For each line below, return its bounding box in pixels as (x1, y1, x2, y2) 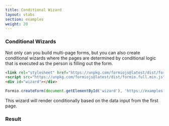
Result (5, 115, 22, 122)
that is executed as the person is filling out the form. (5, 60, 113, 66)
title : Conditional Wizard (5, 7, 62, 13)
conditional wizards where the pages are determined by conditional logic (5, 55, 156, 61)
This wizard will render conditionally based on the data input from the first (5, 98, 158, 104)
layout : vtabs (5, 12, 35, 17)
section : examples (5, 17, 44, 22)
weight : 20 (5, 21, 28, 27)
